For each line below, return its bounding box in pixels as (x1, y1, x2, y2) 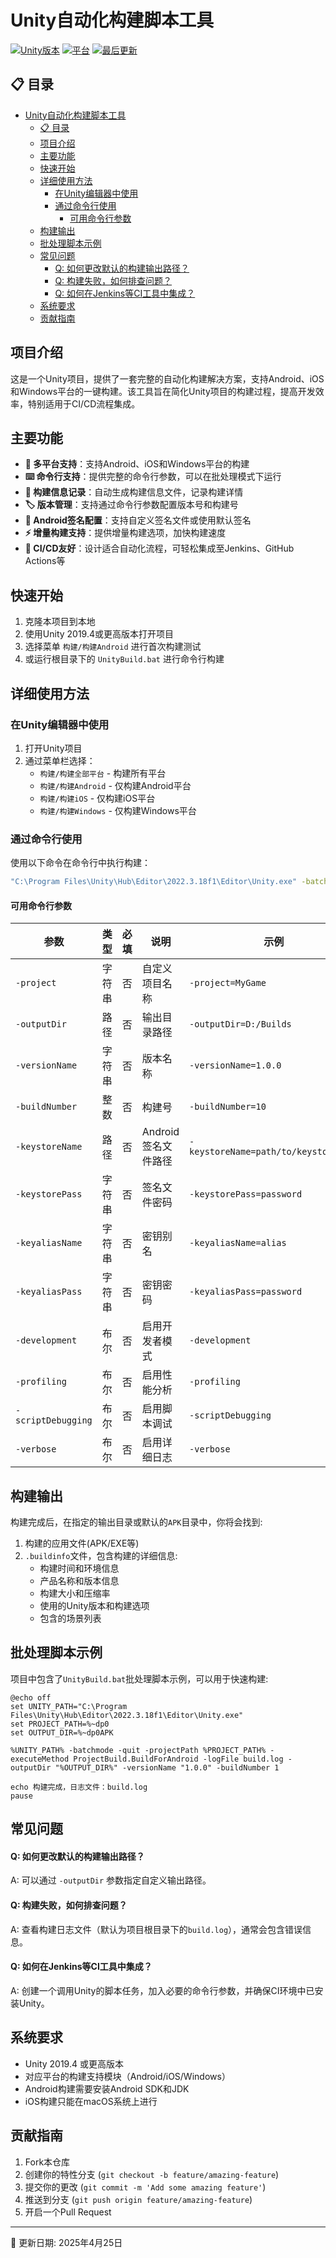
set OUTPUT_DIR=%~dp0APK (10, 1727, 114, 1738)
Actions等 (24, 555, 66, 567)
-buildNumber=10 (189, 1101, 267, 1113)
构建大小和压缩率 (39, 1587, 111, 1600)
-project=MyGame (189, 977, 267, 989)
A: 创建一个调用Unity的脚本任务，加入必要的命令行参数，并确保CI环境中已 (10, 1984, 315, 1996)
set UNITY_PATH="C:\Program (10, 1701, 128, 1711)
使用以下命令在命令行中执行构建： (10, 857, 151, 869)
